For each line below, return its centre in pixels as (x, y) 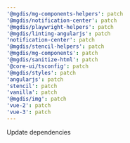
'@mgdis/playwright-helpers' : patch (60, 27)
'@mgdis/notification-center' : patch (62, 20)
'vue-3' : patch (29, 112)
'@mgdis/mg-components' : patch (52, 54)
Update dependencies (39, 132)
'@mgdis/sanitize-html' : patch (52, 60)
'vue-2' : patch (29, 106)
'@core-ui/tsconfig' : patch (48, 66)
